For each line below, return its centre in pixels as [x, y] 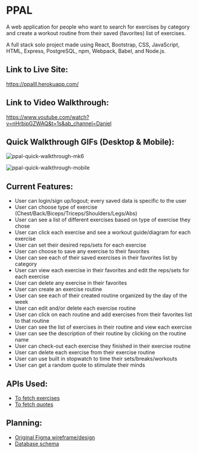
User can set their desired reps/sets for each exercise [80, 245]
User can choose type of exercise [56, 207]
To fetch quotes [34, 404]
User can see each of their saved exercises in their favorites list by [96, 258]
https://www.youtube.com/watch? [48, 117]
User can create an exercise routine [58, 290]
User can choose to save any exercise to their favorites [82, 251]
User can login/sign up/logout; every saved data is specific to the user [100, 201]
